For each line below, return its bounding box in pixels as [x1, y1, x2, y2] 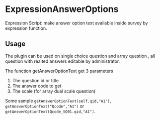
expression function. [5, 25, 47, 31]
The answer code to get [12, 83, 62, 89]
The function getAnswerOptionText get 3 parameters [5, 68, 113, 74]
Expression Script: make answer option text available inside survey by [5, 20, 148, 26]
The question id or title [12, 77, 59, 83]
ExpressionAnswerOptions [5, 3, 119, 15]
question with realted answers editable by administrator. [5, 58, 120, 64]
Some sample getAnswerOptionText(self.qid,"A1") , [5, 98, 111, 104]
